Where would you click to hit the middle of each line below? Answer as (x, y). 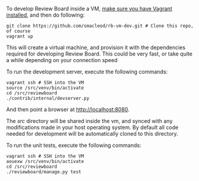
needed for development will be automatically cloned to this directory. (92, 134)
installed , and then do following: (45, 15)
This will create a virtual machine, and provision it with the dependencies (96, 47)
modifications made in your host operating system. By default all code (92, 127)
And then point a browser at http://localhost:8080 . (68, 109)
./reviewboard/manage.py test (44, 172)
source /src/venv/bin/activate (45, 88)
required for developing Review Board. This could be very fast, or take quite (99, 54)
